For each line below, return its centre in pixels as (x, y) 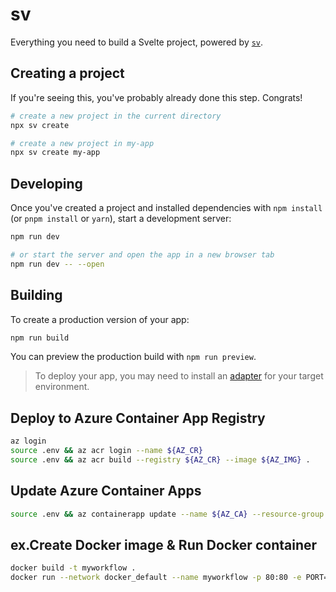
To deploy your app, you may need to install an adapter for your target (179, 376)
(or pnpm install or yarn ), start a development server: (121, 219)
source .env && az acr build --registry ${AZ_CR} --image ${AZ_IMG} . (160, 459)
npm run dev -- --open (57, 264)
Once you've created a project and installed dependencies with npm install (166, 208)
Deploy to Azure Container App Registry (138, 418)
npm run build (40, 338)
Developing (46, 183)
